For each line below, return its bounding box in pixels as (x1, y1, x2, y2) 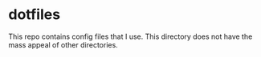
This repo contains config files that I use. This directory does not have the (8, 32, 253, 41)
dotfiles (8, 6, 61, 24)
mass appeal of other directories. (8, 40, 118, 49)
